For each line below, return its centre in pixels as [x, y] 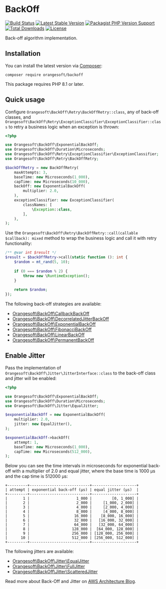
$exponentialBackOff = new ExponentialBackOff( [55, 415]
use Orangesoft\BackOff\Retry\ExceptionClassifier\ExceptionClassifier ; [82, 154]
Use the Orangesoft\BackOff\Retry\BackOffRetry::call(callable [72, 233]
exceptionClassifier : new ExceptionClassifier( [64, 200]
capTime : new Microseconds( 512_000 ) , [53, 452]
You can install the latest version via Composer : [54, 65]
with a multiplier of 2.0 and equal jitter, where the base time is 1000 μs [84, 471]
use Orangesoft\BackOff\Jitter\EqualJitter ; [52, 406]
